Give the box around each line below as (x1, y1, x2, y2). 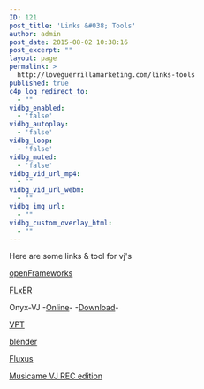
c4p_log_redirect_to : (9, 87, 89, 95)
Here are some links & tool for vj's (9, 251, 132, 262)
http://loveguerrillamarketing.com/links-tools (17, 71, 196, 80)
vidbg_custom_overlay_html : (9, 218, 113, 227)
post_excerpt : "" (9, 46, 73, 55)
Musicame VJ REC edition (9, 370, 103, 381)
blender (9, 337, 38, 347)
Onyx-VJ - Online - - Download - (9, 302, 119, 313)
